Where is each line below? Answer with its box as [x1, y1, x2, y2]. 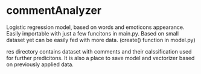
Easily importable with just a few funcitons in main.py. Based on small [6, 29, 179, 37]
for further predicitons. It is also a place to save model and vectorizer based [6, 54, 195, 61]
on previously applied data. [6, 61, 74, 68]
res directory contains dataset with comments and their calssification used [6, 48, 192, 55]
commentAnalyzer [6, 4, 101, 17]
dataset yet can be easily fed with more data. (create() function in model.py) [6, 36, 196, 43]
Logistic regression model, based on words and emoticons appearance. [6, 23, 185, 31]
